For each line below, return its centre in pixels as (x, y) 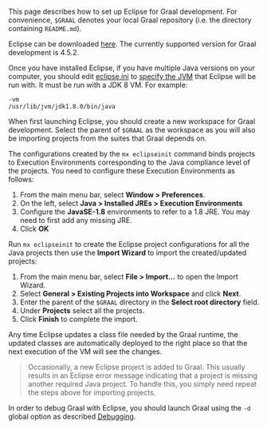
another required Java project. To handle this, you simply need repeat (142, 384)
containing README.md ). (45, 28)
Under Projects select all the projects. (82, 310)
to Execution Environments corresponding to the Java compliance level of (130, 162)
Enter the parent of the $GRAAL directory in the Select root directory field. (139, 302)
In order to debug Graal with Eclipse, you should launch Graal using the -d (130, 408)
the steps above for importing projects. (92, 392)
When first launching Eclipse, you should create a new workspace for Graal (132, 121)
